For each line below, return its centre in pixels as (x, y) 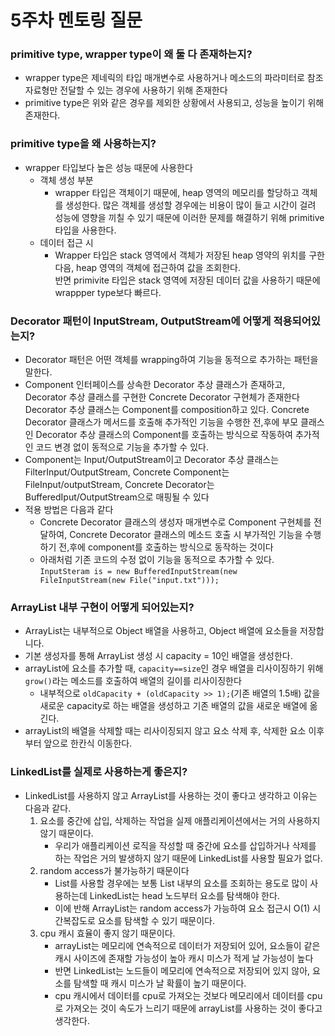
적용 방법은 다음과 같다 (69, 510)
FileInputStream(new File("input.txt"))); (129, 581)
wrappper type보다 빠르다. (108, 292)
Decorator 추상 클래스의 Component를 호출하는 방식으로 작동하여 (164, 435)
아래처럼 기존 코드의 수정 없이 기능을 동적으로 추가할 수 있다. (157, 560)
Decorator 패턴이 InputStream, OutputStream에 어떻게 (141, 321)
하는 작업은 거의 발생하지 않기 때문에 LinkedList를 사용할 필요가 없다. (188, 858)
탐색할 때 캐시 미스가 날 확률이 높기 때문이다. (160, 983)
